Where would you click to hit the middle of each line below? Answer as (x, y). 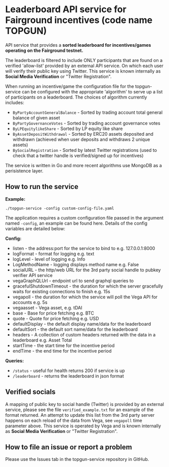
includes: (15, 102)
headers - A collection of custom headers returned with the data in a (84, 334)
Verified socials (30, 392)
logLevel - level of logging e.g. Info (49, 259)
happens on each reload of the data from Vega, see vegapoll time (74, 420)
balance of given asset (36, 117)
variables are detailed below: (35, 228)
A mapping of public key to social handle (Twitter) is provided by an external (85, 404)
